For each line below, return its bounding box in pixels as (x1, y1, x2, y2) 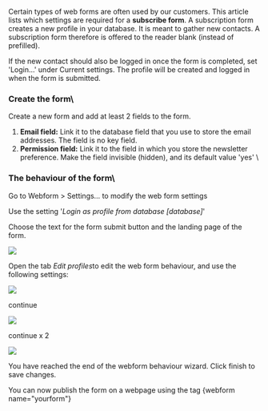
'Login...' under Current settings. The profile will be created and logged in (8, 65, 250, 75)
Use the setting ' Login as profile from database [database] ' (8, 206, 206, 216)
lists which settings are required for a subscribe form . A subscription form (8, 15, 254, 25)
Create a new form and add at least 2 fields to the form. (8, 111, 191, 121)
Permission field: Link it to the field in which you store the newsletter (19, 144, 248, 154)
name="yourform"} (8, 393, 72, 403)
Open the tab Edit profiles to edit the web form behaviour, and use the (8, 260, 237, 271)
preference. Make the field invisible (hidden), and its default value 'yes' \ (19, 152, 259, 163)
